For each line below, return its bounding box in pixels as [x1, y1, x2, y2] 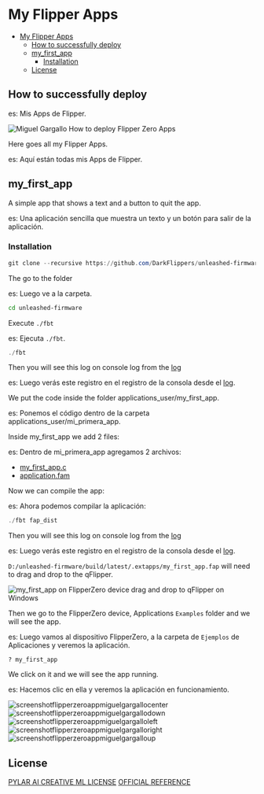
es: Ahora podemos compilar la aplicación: [8, 501, 147, 511]
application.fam [19, 471, 71, 481]
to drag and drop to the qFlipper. [8, 570, 114, 579]
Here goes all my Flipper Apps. [8, 139, 108, 149]
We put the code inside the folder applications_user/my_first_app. [8, 393, 220, 403]
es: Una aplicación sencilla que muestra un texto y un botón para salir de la [8, 213, 251, 223]
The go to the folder [8, 273, 73, 283]
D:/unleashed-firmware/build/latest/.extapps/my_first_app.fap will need [8, 561, 251, 571]
